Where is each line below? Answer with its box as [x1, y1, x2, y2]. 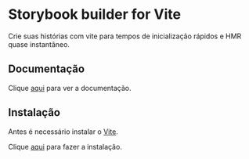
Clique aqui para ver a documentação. [8, 83, 132, 92]
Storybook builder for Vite [8, 5, 182, 23]
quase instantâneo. [8, 39, 70, 49]
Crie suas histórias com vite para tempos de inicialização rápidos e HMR [8, 31, 242, 41]
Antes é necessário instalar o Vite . [8, 127, 119, 136]
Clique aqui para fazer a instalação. [8, 142, 123, 151]
